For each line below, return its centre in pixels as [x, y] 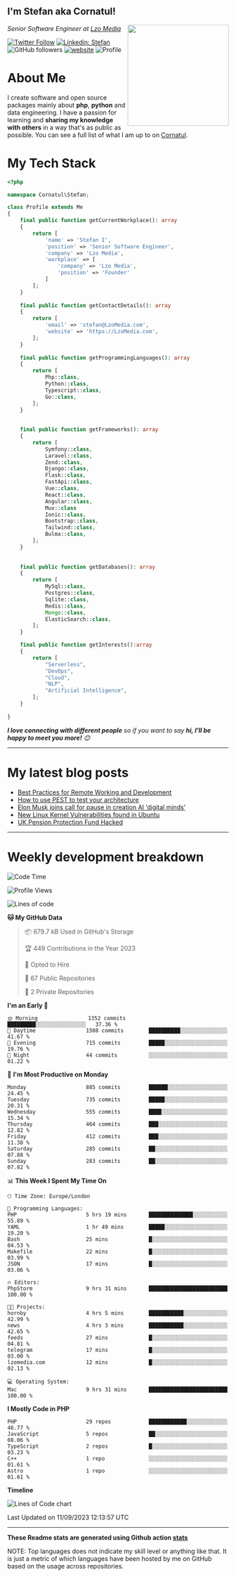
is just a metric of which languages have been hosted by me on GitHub [110, 1558]
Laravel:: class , [68, 456]
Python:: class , [67, 384]
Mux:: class [61, 508]
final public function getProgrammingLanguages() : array [105, 358]
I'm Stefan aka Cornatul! [61, 12]
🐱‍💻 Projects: [26, 1307]
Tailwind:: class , [70, 528]
